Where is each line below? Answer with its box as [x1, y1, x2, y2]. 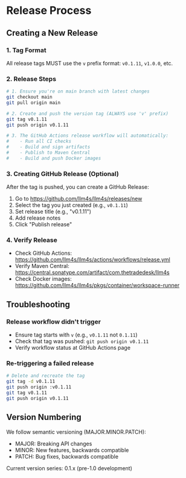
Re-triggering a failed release [6, 359, 94, 367]
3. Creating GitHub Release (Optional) [6, 169, 119, 178]
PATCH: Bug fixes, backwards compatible [14, 453, 119, 460]
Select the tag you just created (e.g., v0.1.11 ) [14, 201, 129, 209]
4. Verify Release [6, 236, 57, 244]
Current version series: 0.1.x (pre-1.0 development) [6, 464, 133, 472]
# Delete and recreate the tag [6, 373, 85, 379]
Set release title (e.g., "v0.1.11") [14, 208, 92, 215]
